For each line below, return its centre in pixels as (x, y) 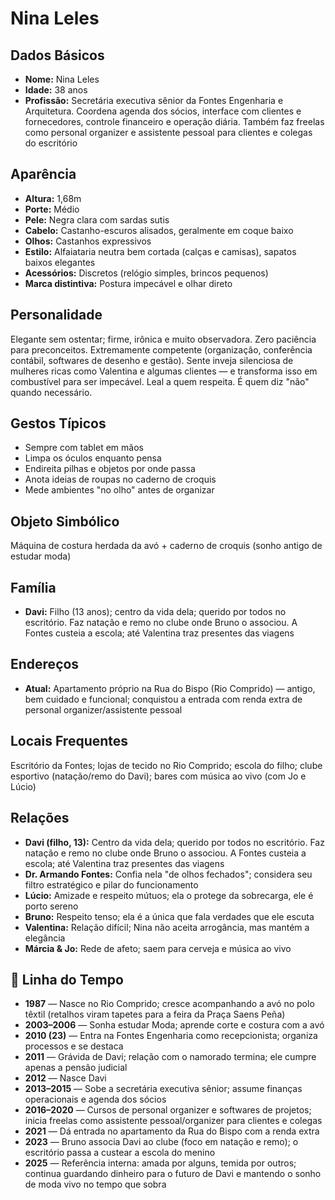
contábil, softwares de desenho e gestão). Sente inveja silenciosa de (152, 360)
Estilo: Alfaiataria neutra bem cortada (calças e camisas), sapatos (160, 251)
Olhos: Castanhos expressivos (88, 241)
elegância (45, 938)
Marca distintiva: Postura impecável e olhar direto (128, 283)
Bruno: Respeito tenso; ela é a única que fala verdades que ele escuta (169, 916)
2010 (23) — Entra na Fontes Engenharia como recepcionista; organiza (171, 1036)
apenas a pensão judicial (76, 1068)
